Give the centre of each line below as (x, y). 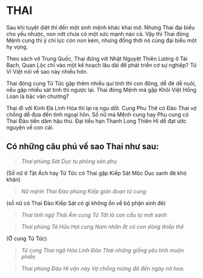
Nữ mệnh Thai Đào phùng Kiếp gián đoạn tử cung (84, 191)
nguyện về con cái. (30, 127)
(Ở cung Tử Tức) (27, 238)
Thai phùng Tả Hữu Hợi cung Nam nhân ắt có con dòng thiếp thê (102, 226)
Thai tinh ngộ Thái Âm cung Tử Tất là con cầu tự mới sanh (94, 215)
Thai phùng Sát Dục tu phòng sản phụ (69, 161)
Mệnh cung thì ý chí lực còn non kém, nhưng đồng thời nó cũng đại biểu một (101, 40)
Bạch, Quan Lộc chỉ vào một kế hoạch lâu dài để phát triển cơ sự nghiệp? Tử (101, 65)
